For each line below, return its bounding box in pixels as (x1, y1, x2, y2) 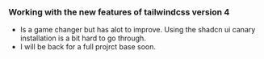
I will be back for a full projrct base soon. (19, 42, 156, 52)
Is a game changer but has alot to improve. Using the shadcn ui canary (19, 25, 256, 35)
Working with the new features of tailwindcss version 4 (8, 6, 230, 18)
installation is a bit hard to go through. (19, 33, 147, 43)
